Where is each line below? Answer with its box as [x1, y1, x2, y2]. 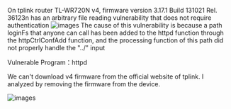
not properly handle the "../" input [7, 44, 106, 52]
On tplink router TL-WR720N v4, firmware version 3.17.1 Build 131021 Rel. [7, 6, 218, 14]
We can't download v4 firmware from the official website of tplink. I [7, 72, 204, 81]
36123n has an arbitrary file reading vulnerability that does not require [7, 13, 212, 22]
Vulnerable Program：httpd [7, 58, 87, 67]
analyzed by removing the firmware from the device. [7, 80, 161, 88]
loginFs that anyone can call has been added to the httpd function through [7, 28, 225, 37]
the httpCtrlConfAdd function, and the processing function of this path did [7, 36, 224, 45]
